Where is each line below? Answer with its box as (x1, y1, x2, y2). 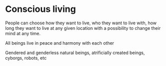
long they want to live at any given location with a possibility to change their (5, 25, 161, 31)
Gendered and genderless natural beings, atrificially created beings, (5, 50, 145, 56)
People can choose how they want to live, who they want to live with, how (5, 20, 157, 26)
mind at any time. (5, 30, 41, 36)
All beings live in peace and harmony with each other (5, 40, 115, 46)
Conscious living (5, 3, 76, 15)
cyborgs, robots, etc (5, 55, 47, 61)
